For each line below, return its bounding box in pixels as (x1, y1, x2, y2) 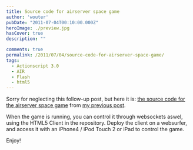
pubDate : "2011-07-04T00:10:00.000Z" (6, 19, 99, 25)
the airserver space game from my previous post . (6, 102, 126, 109)
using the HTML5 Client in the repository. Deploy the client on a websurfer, (6, 119, 187, 126)
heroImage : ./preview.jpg (6, 25, 69, 31)
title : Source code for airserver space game (6, 8, 119, 15)
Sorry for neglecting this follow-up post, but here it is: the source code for (6, 95, 185, 103)
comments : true (6, 46, 44, 53)
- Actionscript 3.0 (11, 63, 59, 69)
